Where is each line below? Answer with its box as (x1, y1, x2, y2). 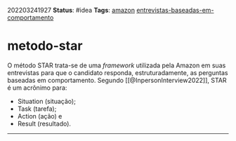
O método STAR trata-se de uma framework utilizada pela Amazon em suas (7, 61, 226, 69)
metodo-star (7, 38, 83, 54)
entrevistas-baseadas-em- (136, 6, 214, 14)
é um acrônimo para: (7, 83, 67, 92)
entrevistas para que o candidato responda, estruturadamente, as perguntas (7, 68, 228, 76)
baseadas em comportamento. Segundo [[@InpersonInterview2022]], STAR (7, 76, 227, 84)
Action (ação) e (17, 112, 63, 120)
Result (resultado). (17, 119, 72, 128)
